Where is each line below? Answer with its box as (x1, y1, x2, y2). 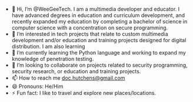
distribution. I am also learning (11, 43, 85, 50)
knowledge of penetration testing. (11, 56, 94, 62)
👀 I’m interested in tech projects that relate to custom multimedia (11, 30, 169, 38)
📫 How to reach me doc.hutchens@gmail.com (11, 74, 125, 81)
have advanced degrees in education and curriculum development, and (11, 12, 185, 19)
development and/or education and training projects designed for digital (11, 37, 187, 43)
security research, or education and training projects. (11, 68, 141, 74)
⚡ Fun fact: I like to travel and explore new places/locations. (11, 90, 157, 96)
